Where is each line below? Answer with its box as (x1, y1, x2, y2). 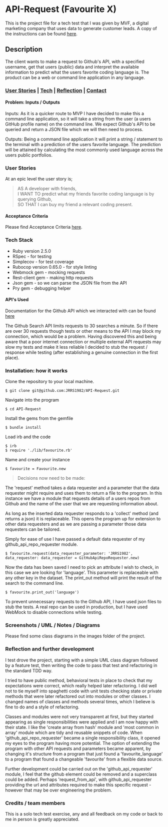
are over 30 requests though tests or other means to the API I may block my (5, 328, 161, 334)
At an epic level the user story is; (5, 176, 72, 182)
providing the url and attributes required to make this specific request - (5, 781, 151, 787)
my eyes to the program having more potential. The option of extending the (5, 740, 160, 746)
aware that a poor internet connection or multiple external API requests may (5, 339, 161, 345)
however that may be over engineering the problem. (5, 787, 112, 793)
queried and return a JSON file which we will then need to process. (5, 126, 143, 132)
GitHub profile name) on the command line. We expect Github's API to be (5, 121, 156, 127)
